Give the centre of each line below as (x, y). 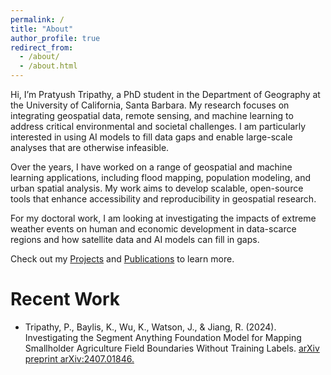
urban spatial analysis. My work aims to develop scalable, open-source (157, 188)
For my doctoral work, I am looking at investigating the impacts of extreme (163, 218)
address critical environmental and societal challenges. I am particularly (158, 126)
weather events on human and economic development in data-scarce (153, 229)
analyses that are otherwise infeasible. (90, 147)
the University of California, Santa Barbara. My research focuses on (150, 105)
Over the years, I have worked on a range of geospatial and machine (151, 167)
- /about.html (48, 66)
